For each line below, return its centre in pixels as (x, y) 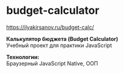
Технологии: (23, 57)
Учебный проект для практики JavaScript (59, 45)
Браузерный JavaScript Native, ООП (52, 63)
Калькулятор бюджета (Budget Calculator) (62, 39)
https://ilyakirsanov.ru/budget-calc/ (50, 27)
